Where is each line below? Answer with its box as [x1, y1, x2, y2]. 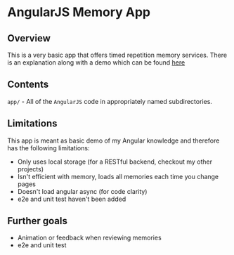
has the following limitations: [7, 143, 90, 152]
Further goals [7, 215, 68, 227]
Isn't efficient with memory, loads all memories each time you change [17, 172, 219, 181]
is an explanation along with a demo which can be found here [7, 58, 186, 67]
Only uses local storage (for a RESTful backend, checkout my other [17, 157, 213, 166]
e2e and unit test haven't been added [17, 195, 126, 203]
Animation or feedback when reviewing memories [17, 233, 162, 242]
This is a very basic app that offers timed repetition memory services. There [7, 51, 227, 59]
